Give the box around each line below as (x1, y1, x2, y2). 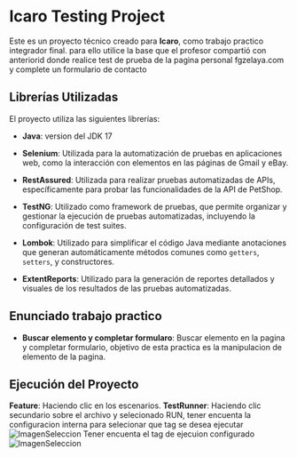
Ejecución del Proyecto (9, 376, 139, 392)
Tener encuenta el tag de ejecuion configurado (82, 429, 255, 439)
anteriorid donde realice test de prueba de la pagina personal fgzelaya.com (9, 54, 285, 65)
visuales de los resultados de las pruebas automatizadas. (21, 283, 232, 293)
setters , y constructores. (21, 256, 115, 267)
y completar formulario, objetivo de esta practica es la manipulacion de (21, 341, 282, 352)
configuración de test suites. (21, 220, 127, 230)
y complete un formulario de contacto (9, 64, 147, 75)
